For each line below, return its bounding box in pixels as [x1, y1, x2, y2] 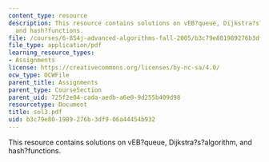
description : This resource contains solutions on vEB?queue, [8, 19, 220, 27]
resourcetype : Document [8, 101, 88, 109]
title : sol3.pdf [8, 109, 62, 117]
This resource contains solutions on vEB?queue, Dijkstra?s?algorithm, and [8, 137, 252, 147]
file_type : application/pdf [8, 41, 102, 49]
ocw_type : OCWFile [8, 71, 70, 79]
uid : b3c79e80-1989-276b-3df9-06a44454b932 [8, 116, 156, 124]
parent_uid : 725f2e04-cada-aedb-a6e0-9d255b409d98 [8, 93, 181, 101]
